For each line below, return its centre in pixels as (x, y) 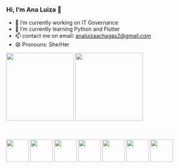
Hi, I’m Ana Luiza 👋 (34, 10)
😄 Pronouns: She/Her (42, 45)
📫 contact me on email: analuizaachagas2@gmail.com (83, 36)
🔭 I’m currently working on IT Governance (66, 23)
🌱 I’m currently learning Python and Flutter (67, 29)
